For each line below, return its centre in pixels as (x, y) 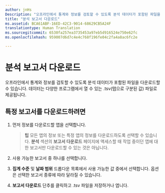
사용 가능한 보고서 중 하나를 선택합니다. (50, 158)
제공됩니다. (16, 95)
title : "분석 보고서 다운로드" (33, 19)
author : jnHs (18, 10)
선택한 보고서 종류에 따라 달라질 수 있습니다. (60, 175)
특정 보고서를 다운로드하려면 (46, 112)
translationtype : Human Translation (43, 28)
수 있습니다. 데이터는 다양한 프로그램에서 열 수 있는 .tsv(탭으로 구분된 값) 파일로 (81, 88)
